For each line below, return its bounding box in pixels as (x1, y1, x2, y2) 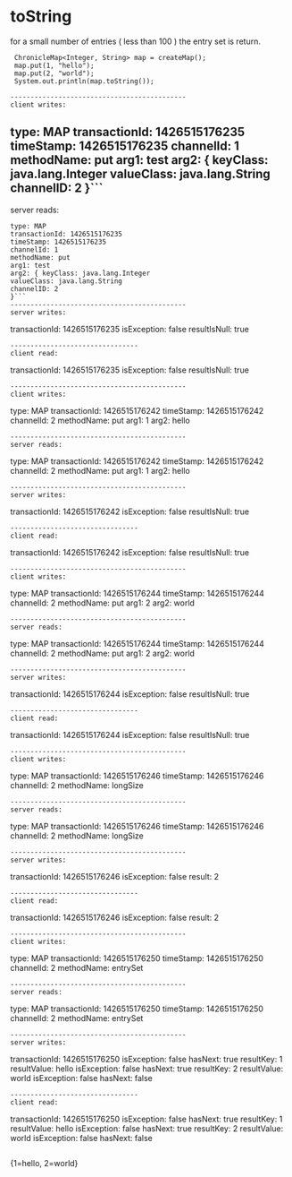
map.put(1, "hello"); (13, 61, 95, 70)
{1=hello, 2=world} (10, 1157, 79, 1168)
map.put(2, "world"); (13, 69, 95, 78)
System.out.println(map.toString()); (13, 76, 154, 86)
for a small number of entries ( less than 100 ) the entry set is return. (10, 36, 262, 47)
